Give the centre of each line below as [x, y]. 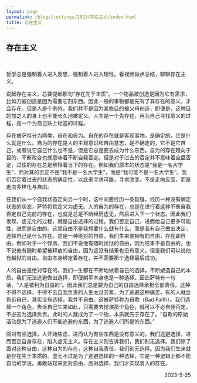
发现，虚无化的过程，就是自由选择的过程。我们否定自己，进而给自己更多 [93, 221]
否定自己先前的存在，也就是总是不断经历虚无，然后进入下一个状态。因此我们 [98, 214]
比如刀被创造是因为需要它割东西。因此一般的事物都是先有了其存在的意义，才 [98, 101]
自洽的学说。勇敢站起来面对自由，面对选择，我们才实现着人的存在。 [88, 363]
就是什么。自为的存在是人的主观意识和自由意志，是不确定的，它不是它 [96, 143]
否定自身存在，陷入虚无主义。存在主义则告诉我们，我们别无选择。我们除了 [101, 341]
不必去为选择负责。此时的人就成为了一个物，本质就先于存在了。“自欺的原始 [97, 314]
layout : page [22, 11]
